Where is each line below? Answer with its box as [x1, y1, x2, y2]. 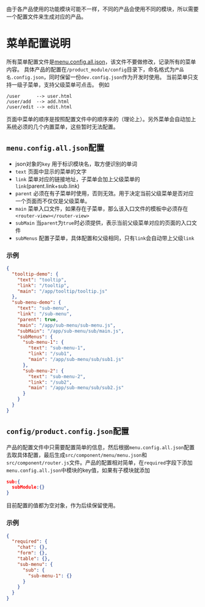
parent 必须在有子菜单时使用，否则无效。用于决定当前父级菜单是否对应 [15, 189, 194, 197]
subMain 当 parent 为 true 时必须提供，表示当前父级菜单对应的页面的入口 [15, 219, 192, 226]
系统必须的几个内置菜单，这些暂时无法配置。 [6, 123, 119, 130]
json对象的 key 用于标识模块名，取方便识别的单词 [15, 160, 137, 167]
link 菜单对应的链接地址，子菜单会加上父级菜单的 [15, 175, 140, 182]
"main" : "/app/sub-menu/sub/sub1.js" [28, 357, 124, 363]
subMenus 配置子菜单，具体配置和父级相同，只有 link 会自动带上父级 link [15, 234, 195, 242]
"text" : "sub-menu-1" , [28, 345, 86, 351]
